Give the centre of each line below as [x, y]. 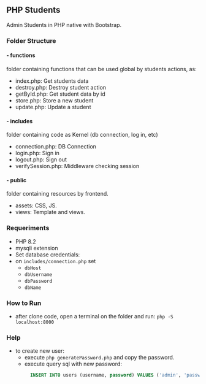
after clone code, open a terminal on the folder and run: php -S [94, 316]
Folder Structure [31, 40]
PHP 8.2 [25, 241]
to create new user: [40, 351]
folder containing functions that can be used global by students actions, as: [102, 69]
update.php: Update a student [53, 107]
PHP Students [33, 10]
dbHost [33, 268]
